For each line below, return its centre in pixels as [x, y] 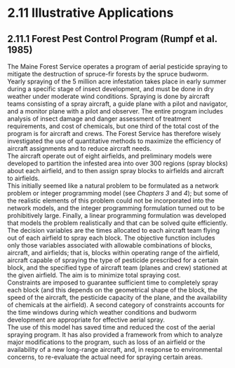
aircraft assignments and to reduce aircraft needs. [80, 148]
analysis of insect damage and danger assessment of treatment [99, 118]
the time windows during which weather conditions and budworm [102, 312]
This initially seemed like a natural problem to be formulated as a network [113, 186]
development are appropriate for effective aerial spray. [86, 320]
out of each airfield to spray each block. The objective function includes [111, 238]
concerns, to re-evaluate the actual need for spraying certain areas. [105, 357]
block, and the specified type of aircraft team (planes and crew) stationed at [117, 267]
